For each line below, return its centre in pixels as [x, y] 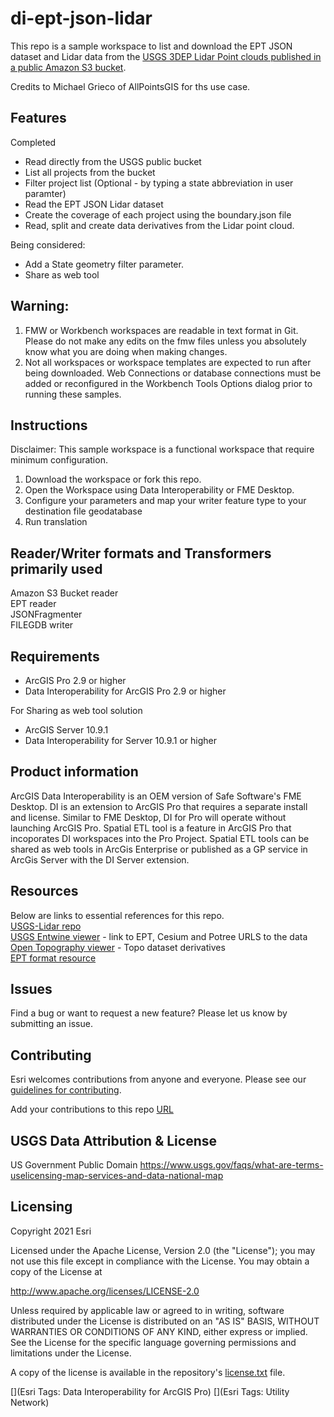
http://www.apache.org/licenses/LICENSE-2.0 [105, 1291]
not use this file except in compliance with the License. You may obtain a [160, 1261]
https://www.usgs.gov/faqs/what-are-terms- [231, 1165]
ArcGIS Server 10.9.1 [66, 730]
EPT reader [33, 604]
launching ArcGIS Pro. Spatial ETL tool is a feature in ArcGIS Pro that [151, 828]
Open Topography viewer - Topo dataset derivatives [118, 947]
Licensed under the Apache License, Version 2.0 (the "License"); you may [163, 1250]
